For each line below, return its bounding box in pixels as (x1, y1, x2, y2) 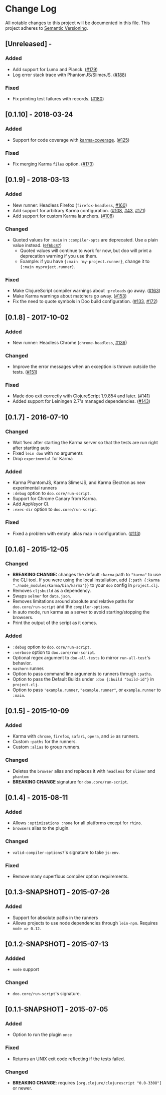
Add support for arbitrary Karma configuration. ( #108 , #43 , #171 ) (12, 207, 146, 213)
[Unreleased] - (5, 40, 52, 48)
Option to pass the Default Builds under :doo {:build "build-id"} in (12, 676, 154, 682)
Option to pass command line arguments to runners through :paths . (12, 671, 152, 677)
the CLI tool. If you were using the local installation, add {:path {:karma (12, 577, 160, 583)
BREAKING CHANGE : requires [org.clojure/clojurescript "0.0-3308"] (12, 1079, 162, 1085)
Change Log (5, 3, 57, 15)
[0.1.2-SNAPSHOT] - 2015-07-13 (5, 940, 109, 948)
